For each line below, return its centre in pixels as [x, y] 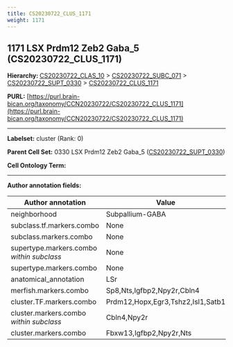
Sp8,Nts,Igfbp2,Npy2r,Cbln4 [153, 291]
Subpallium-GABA [136, 214]
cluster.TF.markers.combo [54, 302]
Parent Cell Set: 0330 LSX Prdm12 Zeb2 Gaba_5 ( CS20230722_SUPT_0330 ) [116, 152]
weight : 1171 [26, 20]
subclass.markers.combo [52, 237]
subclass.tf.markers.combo [55, 226]
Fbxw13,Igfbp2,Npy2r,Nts [149, 333]
